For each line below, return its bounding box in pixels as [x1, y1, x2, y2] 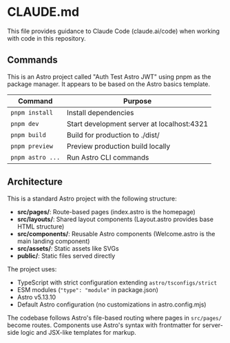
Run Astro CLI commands [66, 152, 149, 162]
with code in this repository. [7, 34, 86, 42]
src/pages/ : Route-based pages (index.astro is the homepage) [17, 207, 196, 216]
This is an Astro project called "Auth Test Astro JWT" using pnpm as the [7, 72, 211, 81]
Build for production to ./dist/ [66, 130, 160, 140]
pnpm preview [10, 142, 54, 150]
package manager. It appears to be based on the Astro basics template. [7, 80, 211, 88]
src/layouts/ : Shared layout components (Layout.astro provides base [17, 215, 213, 223]
